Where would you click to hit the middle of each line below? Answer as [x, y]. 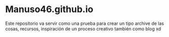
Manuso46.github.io [49, 9]
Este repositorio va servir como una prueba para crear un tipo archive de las [85, 23]
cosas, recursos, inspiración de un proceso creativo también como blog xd [83, 28]
